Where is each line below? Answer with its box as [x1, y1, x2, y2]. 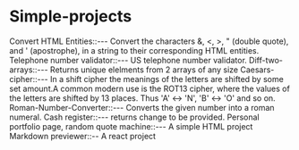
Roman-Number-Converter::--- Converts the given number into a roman [9, 102, 275, 112]
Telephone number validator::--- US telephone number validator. [9, 54, 248, 65]
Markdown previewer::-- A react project [9, 130, 157, 141]
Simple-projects [9, 6, 132, 27]
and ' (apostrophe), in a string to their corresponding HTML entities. [9, 45, 260, 55]
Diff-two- [249, 54, 284, 65]
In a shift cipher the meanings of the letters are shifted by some [49, 73, 284, 84]
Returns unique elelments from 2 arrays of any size [49, 64, 239, 75]
